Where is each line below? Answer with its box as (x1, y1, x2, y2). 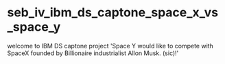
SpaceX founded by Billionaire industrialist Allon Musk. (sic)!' (7, 49, 179, 57)
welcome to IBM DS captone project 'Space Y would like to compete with (7, 42, 214, 50)
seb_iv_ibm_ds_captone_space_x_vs (7, 5, 218, 20)
